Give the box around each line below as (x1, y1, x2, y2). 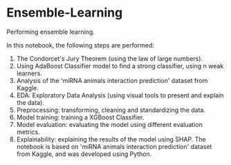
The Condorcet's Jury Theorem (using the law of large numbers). (16, 54, 203, 63)
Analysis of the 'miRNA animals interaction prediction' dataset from (16, 76, 208, 84)
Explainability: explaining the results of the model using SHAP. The (16, 135, 207, 143)
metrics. (16, 128, 41, 136)
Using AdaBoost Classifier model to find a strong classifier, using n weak (16, 61, 224, 70)
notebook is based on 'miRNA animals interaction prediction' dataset (16, 142, 212, 151)
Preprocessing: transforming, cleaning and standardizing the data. (16, 106, 205, 114)
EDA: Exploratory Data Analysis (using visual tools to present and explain (16, 91, 224, 99)
